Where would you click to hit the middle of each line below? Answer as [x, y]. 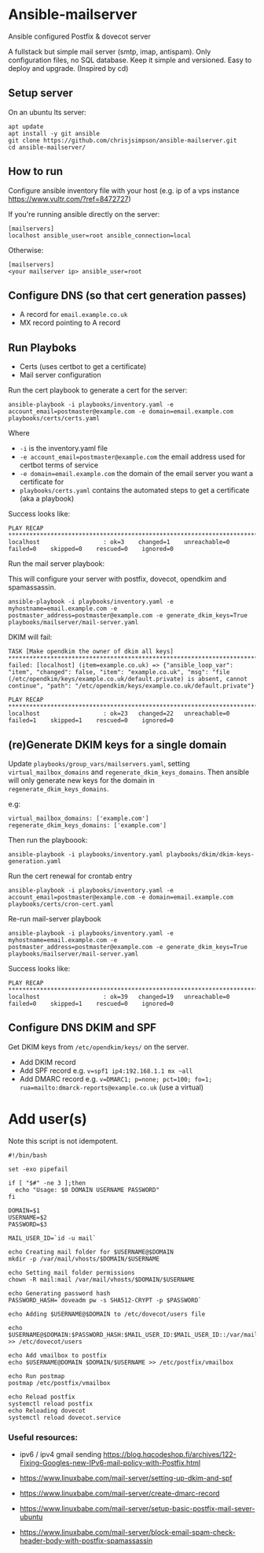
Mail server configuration [60, 375]
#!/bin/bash [27, 1155]
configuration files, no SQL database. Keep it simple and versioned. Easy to [130, 60]
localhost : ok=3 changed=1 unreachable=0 [119, 542]
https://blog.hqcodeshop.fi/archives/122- [170, 1454]
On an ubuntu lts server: [47, 112]
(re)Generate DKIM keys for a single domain [117, 745]
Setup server [40, 93]
